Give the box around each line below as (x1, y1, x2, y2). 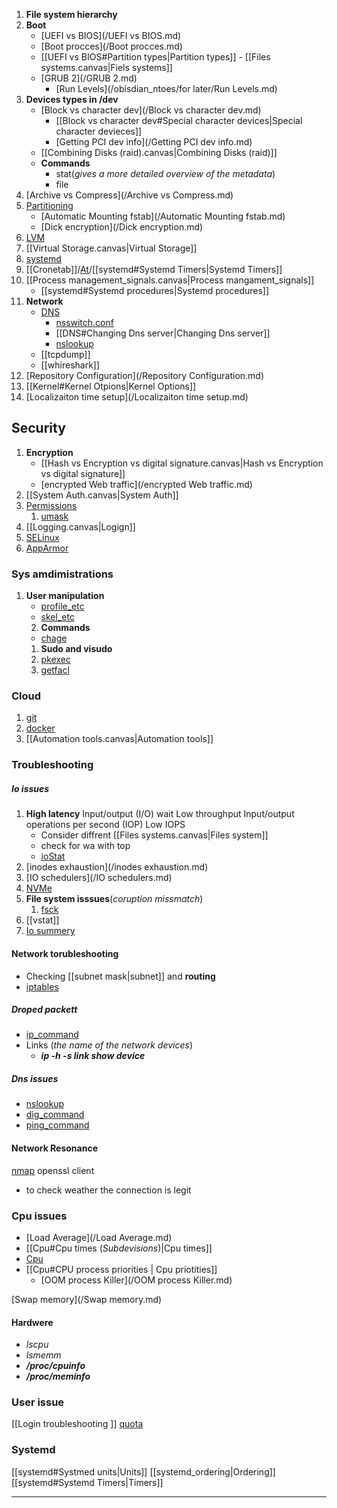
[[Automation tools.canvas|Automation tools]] (25, 733, 214, 745)
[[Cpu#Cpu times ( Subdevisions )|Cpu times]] (25, 1242, 213, 1254)
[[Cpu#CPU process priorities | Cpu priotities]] (25, 1263, 218, 1275)
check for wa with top (40, 840, 131, 852)
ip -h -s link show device (40, 1050, 146, 1062)
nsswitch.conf (55, 317, 114, 328)
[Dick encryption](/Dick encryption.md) (40, 221, 204, 233)
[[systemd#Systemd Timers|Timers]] (11, 1476, 164, 1488)
